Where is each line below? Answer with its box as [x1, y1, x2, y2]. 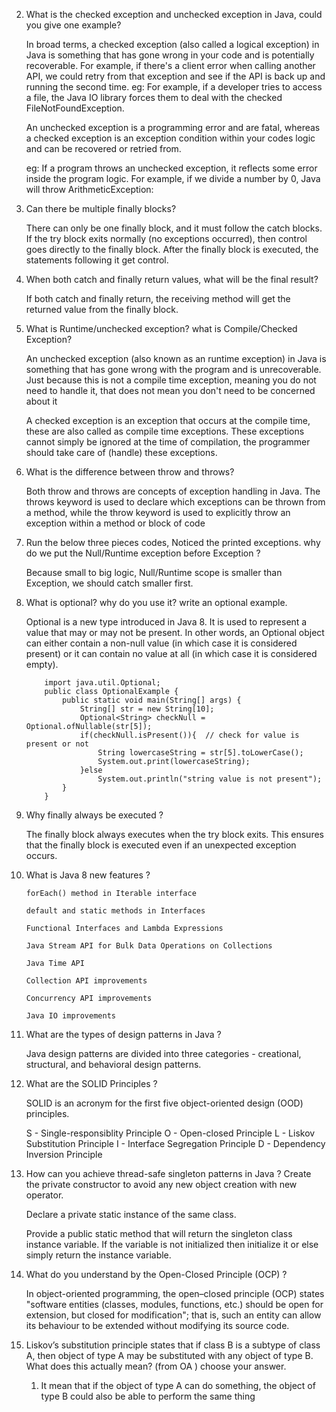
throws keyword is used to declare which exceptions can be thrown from [25, 496, 326, 508]
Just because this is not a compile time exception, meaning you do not [25, 374, 317, 386]
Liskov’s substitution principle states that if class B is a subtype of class [25, 1339, 321, 1351]
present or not [25, 739, 90, 749]
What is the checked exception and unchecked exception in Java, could [25, 9, 323, 20]
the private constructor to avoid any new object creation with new [25, 1179, 298, 1190]
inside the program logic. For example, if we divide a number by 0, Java [25, 173, 321, 184]
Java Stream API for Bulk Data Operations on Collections [25, 941, 273, 951]
